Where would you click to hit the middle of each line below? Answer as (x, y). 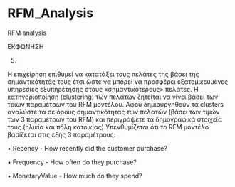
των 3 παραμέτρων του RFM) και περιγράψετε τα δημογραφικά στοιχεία (115, 119)
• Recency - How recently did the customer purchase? (87, 148)
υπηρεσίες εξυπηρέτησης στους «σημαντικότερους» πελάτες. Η (103, 89)
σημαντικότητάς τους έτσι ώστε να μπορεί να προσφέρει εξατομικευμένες (118, 81)
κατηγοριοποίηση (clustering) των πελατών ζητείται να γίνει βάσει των (113, 97)
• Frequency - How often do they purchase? (72, 162)
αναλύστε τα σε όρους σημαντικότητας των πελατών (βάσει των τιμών (114, 112)
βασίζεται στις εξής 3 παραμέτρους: (62, 134)
